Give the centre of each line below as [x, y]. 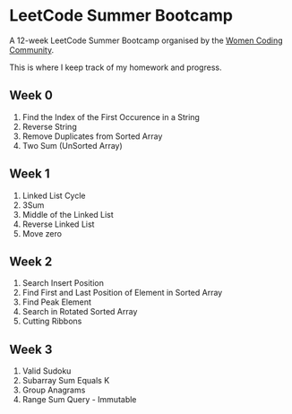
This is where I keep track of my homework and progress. [116, 67]
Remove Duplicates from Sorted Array [92, 136]
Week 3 [31, 349]
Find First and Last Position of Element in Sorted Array [122, 293]
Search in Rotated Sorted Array [80, 312]
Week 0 [31, 95]
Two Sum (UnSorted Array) [72, 145]
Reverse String [50, 126]
